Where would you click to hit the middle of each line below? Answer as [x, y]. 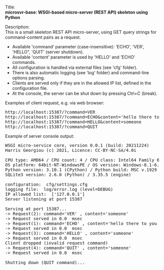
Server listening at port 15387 [44, 199]
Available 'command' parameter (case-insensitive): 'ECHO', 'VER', [78, 47]
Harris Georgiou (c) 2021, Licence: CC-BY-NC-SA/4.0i [71, 150]
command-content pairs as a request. [43, 37]
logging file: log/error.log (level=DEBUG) [59, 189]
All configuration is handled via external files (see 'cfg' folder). [75, 67]
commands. [24, 62]
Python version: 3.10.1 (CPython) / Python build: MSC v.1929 [81, 170]
